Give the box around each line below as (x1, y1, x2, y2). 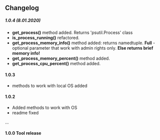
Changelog (5, 4, 39, 12)
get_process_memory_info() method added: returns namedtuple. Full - (12, 40, 155, 46)
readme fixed (12, 109, 39, 116)
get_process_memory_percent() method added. (12, 55, 110, 61)
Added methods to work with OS (12, 105, 78, 110)
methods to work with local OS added (12, 83, 87, 88)
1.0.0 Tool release (5, 130, 42, 136)
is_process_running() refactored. (12, 35, 80, 41)
